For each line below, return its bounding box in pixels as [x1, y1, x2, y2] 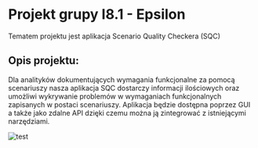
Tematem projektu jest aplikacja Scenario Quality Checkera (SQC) [8, 31, 221, 41]
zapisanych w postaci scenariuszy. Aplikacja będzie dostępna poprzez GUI [8, 99, 251, 109]
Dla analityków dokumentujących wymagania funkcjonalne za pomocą [8, 74, 235, 84]
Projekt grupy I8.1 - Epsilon [8, 5, 186, 23]
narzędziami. [8, 116, 50, 126]
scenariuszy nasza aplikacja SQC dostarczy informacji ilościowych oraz [8, 83, 240, 92]
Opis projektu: [8, 54, 80, 67]
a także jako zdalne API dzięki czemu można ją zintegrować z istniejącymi [8, 108, 247, 117]
